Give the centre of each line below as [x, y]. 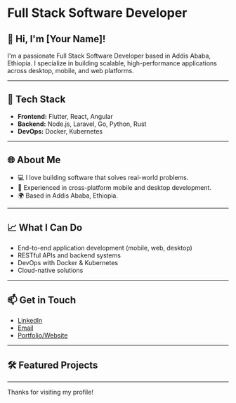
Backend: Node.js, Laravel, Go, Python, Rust [82, 124]
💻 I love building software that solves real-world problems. [103, 177]
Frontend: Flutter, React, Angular [65, 116]
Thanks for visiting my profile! [50, 392]
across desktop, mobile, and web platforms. [71, 71]
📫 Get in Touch [42, 300]
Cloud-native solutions [50, 270]
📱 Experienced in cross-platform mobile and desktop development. [114, 187]
